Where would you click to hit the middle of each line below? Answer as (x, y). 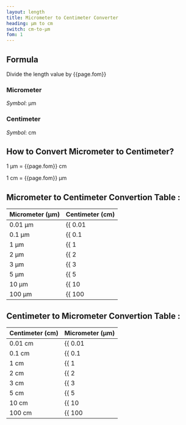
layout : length (26, 12)
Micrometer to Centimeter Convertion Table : (93, 197)
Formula (22, 60)
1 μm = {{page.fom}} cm (37, 166)
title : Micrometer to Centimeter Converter (63, 18)
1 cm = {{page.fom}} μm (37, 178)
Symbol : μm (21, 103)
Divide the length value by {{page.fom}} (56, 74)
